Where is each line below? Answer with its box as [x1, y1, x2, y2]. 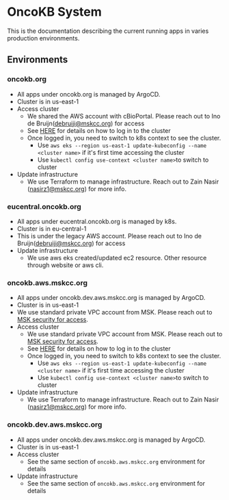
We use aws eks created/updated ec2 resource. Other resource [27, 253, 207, 262]
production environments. [7, 34, 80, 42]
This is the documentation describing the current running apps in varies [7, 27, 209, 35]
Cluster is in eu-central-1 [16, 224, 87, 233]
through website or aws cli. [27, 261, 104, 269]
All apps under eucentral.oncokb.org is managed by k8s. [16, 217, 177, 225]
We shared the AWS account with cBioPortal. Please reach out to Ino [27, 112, 221, 120]
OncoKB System [7, 4, 103, 20]
